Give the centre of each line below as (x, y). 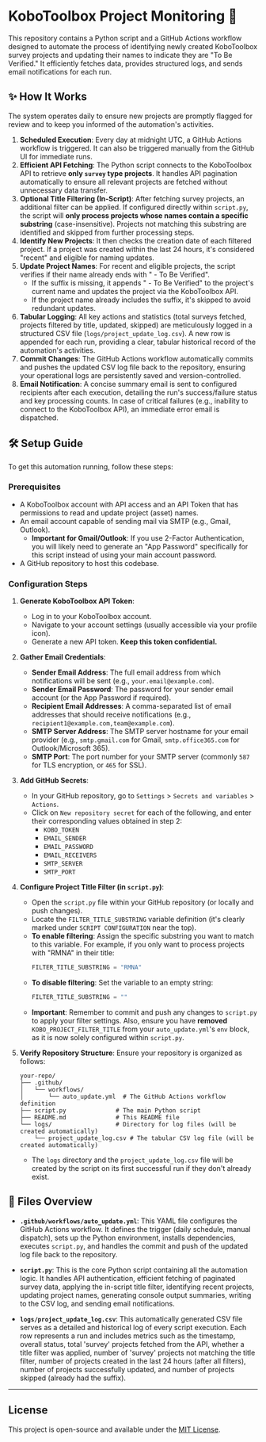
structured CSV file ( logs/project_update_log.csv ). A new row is (125, 333)
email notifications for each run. (60, 71)
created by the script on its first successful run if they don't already (141, 1168)
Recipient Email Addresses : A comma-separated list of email (131, 706)
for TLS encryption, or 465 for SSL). (89, 765)
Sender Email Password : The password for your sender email (132, 690)
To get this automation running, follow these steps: (91, 466)
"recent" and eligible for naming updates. (87, 258)
